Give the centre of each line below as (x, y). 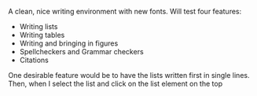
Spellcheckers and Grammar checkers (81, 52)
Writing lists (39, 26)
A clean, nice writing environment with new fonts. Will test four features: (125, 11)
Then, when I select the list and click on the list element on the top (115, 83)
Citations (34, 60)
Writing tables (42, 35)
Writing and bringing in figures (69, 43)
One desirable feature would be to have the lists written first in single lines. (129, 75)
